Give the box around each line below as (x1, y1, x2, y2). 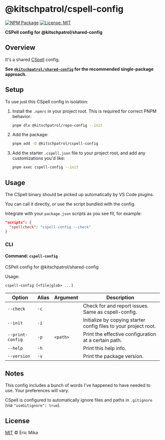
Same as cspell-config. (82, 308, 137, 315)
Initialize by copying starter (82, 316, 146, 323)
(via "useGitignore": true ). (5, 402, 61, 409)
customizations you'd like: (12, 155, 65, 161)
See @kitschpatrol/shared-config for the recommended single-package (5, 66, 154, 72)
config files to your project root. (82, 323, 156, 329)
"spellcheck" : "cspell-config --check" (9, 225, 91, 230)
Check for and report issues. (82, 302, 149, 309)
